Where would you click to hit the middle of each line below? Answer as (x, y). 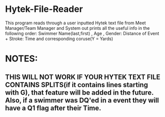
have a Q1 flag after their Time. (53, 108)
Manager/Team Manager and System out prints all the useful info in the (77, 28)
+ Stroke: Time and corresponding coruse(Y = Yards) (59, 39)
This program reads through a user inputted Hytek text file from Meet (76, 23)
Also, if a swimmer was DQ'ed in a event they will (82, 100)
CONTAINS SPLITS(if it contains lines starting (77, 85)
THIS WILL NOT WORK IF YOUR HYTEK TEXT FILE (83, 77)
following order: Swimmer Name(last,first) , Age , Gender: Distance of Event (82, 33)
